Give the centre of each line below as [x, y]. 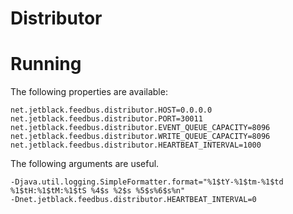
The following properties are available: [89, 92]
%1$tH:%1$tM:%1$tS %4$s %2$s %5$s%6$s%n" [98, 191]
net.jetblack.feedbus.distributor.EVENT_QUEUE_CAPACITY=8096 [140, 128]
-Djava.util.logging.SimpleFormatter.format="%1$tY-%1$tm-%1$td [147, 182]
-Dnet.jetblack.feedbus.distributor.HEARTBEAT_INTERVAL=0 [133, 200]
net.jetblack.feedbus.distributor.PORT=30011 [106, 119]
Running [46, 64]
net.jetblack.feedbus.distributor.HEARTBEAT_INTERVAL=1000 [136, 145]
